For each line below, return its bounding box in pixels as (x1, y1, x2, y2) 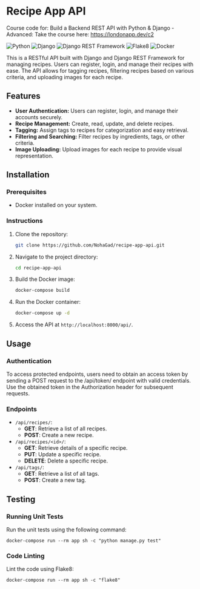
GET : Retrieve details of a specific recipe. (24, 444, 128, 452)
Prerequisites (6, 188, 47, 196)
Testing (6, 494, 36, 504)
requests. (6, 389, 30, 397)
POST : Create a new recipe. (24, 432, 94, 439)
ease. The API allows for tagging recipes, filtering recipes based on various (6, 67, 194, 74)
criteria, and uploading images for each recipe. (6, 73, 123, 81)
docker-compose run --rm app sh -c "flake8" (6, 577, 121, 584)
